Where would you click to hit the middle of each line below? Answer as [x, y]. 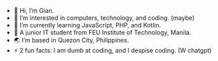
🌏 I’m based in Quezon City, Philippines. [71, 40]
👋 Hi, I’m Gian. [34, 11]
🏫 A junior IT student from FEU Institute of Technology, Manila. [102, 32]
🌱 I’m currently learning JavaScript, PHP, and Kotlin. [87, 25]
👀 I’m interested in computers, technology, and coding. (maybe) [104, 18]
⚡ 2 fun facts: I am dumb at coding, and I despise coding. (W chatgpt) [112, 50]
